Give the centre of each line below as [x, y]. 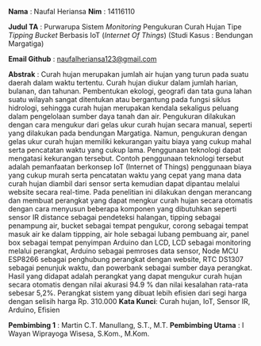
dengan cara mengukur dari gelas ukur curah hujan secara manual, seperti [130, 125]
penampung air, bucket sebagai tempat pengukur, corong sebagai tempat [128, 226]
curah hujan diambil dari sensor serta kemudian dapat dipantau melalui [124, 184]
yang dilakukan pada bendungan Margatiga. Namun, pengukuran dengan [128, 133]
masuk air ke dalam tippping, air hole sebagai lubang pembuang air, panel [129, 234]
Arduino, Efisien [34, 310]
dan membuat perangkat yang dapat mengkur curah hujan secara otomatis [130, 200]
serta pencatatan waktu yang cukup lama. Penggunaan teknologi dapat [125, 150]
